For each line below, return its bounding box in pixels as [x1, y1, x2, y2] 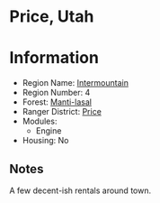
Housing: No [22, 135, 69, 146]
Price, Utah [9, 6, 94, 27]
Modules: [22, 115, 58, 127]
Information [9, 48, 99, 69]
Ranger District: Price [22, 106, 102, 117]
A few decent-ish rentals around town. [9, 185, 151, 196]
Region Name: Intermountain [22, 78, 129, 88]
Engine [35, 125, 62, 136]
